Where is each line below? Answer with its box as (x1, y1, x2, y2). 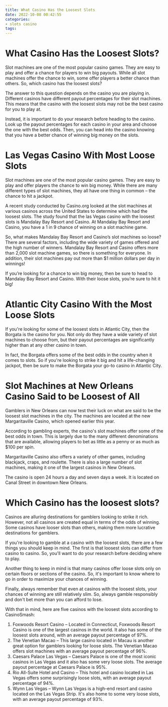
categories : (5, 17, 30, 22)
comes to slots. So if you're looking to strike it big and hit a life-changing (5, 357, 155, 363)
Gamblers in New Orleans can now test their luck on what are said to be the (5, 407, 161, 413)
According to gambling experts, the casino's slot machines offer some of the (5, 428, 163, 434)
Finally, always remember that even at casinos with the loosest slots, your (5, 586, 157, 592)
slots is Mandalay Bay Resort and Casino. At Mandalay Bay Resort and (5, 219, 150, 224)
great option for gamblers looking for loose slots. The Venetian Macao (12, 643, 157, 649)
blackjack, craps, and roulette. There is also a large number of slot (5, 459, 142, 465)
